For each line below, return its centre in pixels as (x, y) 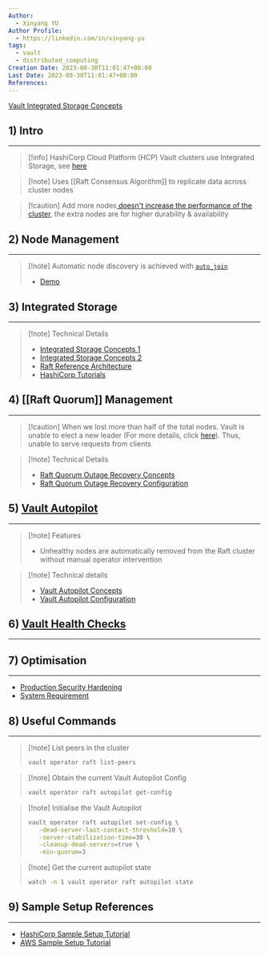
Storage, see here (57, 166)
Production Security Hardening (71, 687)
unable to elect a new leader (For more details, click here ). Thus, (134, 435)
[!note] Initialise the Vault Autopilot (85, 808)
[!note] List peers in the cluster (78, 747)
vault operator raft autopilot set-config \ (103, 822)
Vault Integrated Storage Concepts (65, 106)
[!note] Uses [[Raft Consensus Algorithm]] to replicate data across (137, 182)
